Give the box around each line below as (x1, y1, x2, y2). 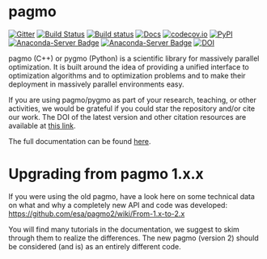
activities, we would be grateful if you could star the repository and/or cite (8, 104, 256, 113)
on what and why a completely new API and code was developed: (8, 200, 228, 210)
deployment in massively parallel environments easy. (8, 79, 184, 89)
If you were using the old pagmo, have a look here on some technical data (8, 191, 255, 201)
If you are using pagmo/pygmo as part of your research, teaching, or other (8, 95, 257, 104)
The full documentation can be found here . (8, 136, 151, 146)
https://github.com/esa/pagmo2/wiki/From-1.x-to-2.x (8, 209, 185, 219)
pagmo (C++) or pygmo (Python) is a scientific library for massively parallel (8, 53, 260, 63)
